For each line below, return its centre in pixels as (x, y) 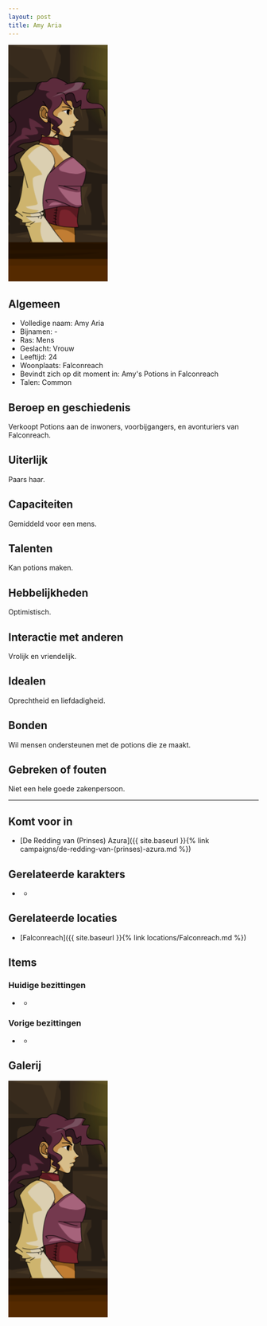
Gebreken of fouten (58, 770)
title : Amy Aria (35, 25)
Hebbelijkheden (48, 592)
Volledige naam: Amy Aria (62, 324)
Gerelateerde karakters (67, 874)
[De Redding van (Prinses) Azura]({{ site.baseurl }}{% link (114, 841)
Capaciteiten (41, 505)
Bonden (28, 726)
